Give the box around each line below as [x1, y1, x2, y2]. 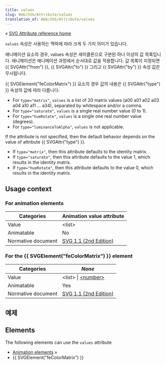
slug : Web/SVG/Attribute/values [5, 12, 72, 17]
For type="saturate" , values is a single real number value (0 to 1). [12, 108, 147, 114]
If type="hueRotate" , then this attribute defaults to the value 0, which [12, 165, 153, 171]
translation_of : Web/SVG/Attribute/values [5, 17, 95, 22]
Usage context [5, 184, 52, 193]
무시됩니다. [5, 70, 27, 76]
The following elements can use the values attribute [5, 339, 112, 345]
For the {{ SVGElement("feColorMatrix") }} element [5, 252, 133, 259]
